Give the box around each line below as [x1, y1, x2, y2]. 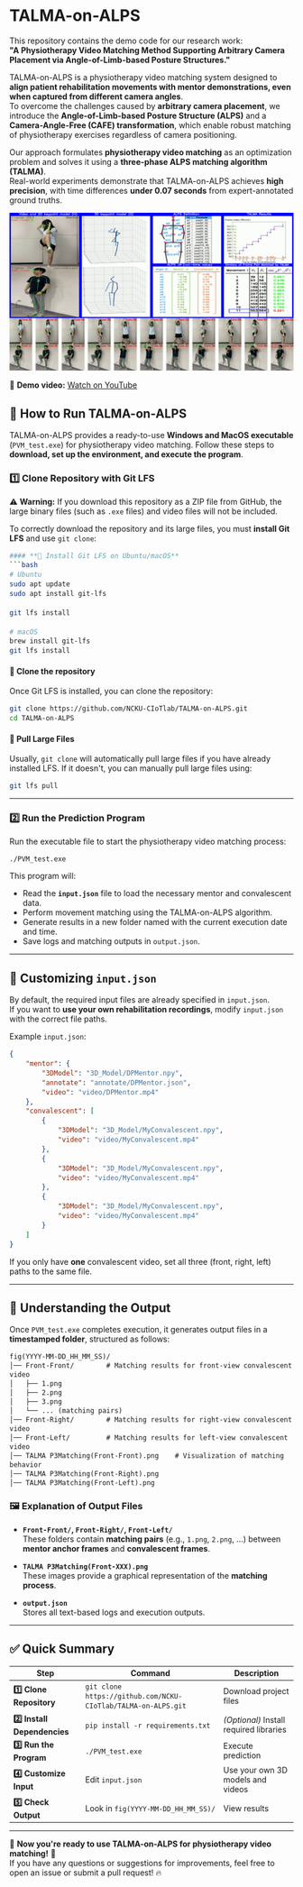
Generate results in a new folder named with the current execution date [22, 917, 288, 928]
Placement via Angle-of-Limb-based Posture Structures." [9, 54, 231, 65]
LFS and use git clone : [9, 533, 97, 544]
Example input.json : [9, 1031, 87, 1042]
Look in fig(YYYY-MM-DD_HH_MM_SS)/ [85, 1803, 216, 1814]
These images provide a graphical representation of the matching [22, 1570, 268, 1580]
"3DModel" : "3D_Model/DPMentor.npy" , [41, 1068, 183, 1077]
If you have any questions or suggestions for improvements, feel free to [9, 1857, 275, 1868]
